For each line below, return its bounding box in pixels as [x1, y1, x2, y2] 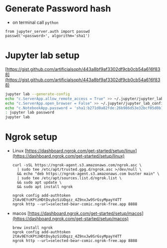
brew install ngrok [12, 225, 53, 231]
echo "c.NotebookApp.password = [5, 105, 72, 111]
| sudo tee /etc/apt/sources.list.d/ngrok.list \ [17, 176, 122, 181]
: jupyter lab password [5, 110, 55, 115]
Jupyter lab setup [5, 50, 80, 61]
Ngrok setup [5, 131, 58, 143]
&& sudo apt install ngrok [17, 185, 73, 189]
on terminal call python [12, 19, 59, 25]
